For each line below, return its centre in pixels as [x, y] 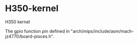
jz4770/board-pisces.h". [30, 36]
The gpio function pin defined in [37, 31]
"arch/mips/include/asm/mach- [102, 31]
